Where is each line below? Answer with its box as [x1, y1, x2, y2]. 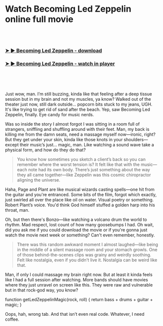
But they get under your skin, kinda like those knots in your [5, 137, 123, 143]
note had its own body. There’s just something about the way [28, 167, 150, 173]
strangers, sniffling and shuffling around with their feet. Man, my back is [5, 127, 150, 132]
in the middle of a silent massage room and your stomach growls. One [17, 247, 158, 253]
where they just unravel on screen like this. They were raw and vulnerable [5, 282, 153, 288]
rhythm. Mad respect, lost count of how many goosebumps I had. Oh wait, [5, 222, 154, 228]
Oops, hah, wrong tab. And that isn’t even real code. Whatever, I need [5, 311, 145, 317]
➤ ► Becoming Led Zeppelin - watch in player [5, 60, 115, 67]
